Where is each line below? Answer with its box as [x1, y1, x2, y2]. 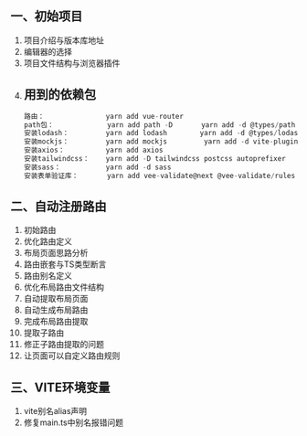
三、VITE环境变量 [10, 379, 111, 395]
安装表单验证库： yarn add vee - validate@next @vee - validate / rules [23, 171, 296, 180]
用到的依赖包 [23, 87, 97, 102]
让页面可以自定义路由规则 [23, 350, 121, 361]
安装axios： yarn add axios [23, 145, 164, 155]
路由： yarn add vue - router [23, 112, 184, 121]
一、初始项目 [10, 8, 83, 25]
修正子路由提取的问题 [23, 339, 104, 350]
